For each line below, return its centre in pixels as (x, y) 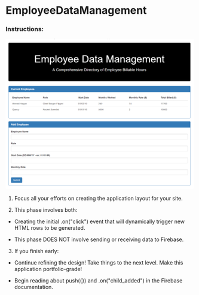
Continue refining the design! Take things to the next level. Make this (99, 262)
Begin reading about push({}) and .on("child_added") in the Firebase (98, 280)
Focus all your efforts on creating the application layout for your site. (98, 198)
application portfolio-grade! (48, 269)
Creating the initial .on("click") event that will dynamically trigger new (99, 221)
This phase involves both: (46, 209)
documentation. (33, 287)
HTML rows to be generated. (50, 227)
